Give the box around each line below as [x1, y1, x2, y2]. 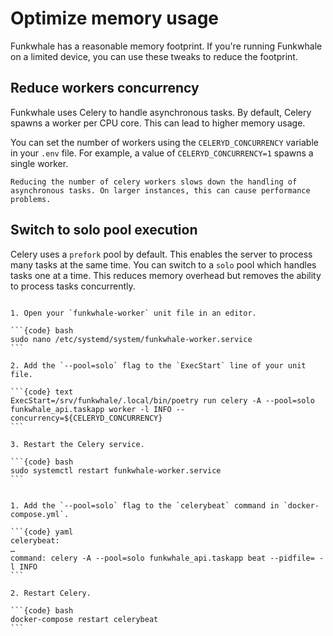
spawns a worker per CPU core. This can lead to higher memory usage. [10, 117, 306, 129]
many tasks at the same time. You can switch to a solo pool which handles [10, 258, 317, 271]
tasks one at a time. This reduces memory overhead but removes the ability [10, 269, 322, 281]
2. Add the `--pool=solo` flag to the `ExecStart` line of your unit [10, 360, 307, 371]
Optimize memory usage [10, 7, 220, 30]
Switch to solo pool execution [10, 222, 198, 239]
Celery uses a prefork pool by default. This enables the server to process [10, 248, 313, 260]
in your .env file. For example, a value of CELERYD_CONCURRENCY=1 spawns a [10, 147, 314, 159]
